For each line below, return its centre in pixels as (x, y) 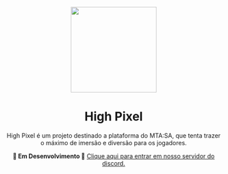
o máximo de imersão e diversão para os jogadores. (114, 142)
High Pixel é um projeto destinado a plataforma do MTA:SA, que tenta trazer (114, 135)
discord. (114, 163)
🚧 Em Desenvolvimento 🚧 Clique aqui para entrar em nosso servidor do (114, 156)
